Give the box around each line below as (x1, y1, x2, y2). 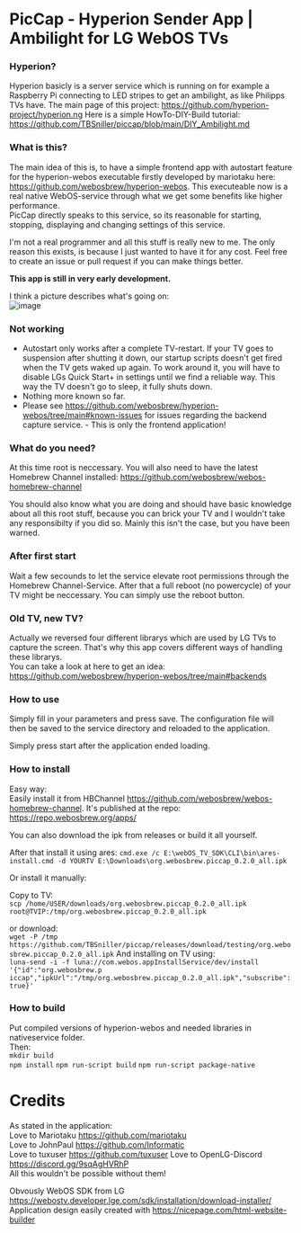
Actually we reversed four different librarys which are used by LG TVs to (9, 632, 277, 643)
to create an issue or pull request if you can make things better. (9, 255, 243, 266)
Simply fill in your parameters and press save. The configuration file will (9, 713, 274, 724)
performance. (9, 200, 60, 210)
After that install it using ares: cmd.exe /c (9, 846, 160, 858)
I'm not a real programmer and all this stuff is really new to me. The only (9, 237, 276, 247)
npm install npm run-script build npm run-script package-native (9, 1060, 256, 1069)
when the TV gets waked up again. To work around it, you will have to (22, 362, 280, 373)
